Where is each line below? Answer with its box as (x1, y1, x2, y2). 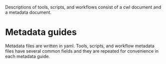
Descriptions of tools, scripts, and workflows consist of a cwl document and (5, 4, 162, 10)
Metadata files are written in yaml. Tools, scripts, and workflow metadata (5, 43, 155, 49)
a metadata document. (5, 9, 52, 15)
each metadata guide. (5, 53, 50, 59)
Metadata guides (5, 27, 77, 38)
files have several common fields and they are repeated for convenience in (5, 48, 159, 54)
